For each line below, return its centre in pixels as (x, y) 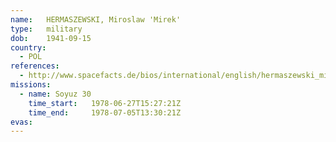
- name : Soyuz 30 (55, 94)
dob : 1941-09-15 (51, 38)
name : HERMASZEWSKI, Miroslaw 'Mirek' (96, 19)
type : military (46, 29)
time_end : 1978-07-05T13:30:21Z (105, 112)
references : (35, 66)
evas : (21, 122)
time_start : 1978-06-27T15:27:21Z (105, 103)
